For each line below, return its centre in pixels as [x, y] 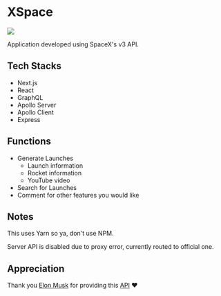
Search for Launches [47, 187]
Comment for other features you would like [78, 195]
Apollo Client [35, 112]
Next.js [27, 82]
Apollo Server [37, 105]
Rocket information [54, 173]
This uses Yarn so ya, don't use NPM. [60, 234]
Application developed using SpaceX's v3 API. [73, 44]
